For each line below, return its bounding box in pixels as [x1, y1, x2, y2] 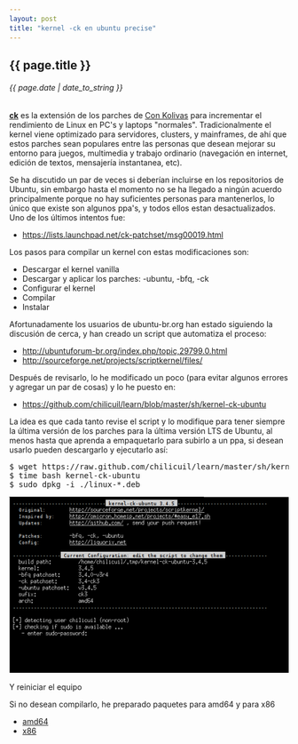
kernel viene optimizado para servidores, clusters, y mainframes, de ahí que [9, 129, 287, 140]
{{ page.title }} [9, 58, 91, 73]
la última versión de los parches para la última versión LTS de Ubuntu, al [9, 426, 273, 436]
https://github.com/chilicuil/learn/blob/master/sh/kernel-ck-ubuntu [21, 399, 267, 410]
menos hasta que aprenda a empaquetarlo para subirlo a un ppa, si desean [9, 436, 284, 446]
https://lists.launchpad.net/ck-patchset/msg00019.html [21, 229, 223, 240]
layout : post [9, 14, 58, 23]
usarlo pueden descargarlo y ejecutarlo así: [9, 444, 169, 455]
